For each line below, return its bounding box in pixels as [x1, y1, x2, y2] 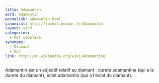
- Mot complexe [9, 35, 41, 40]
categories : [5, 30, 30, 35]
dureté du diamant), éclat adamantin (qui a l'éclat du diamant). [5, 73, 133, 79]
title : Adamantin [5, 7, 41, 12]
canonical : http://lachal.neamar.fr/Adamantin [5, 21, 103, 26]
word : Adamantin [5, 12, 39, 17]
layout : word [5, 26, 32, 31]
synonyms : [5, 40, 26, 45]
